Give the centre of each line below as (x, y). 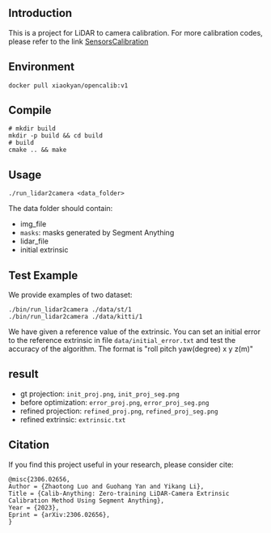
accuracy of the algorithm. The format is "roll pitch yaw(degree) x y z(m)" (131, 349)
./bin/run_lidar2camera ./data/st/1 (70, 310)
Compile (30, 110)
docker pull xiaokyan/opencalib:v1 (68, 85)
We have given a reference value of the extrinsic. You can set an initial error (135, 332)
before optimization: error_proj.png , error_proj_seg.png (114, 402)
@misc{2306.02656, (39, 479)
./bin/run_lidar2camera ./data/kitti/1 (76, 317)
